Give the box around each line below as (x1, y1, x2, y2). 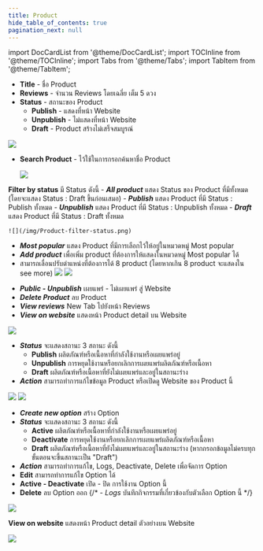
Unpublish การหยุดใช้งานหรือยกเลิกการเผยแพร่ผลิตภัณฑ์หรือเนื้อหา (31, 359, 213, 368)
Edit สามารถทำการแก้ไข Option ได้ (19, 470, 116, 480)
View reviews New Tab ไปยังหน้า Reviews (19, 301, 150, 311)
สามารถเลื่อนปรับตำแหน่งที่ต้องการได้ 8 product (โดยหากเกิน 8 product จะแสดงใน (19, 259, 245, 268)
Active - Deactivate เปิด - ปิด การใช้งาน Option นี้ (19, 479, 167, 489)
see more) (19, 268, 54, 278)
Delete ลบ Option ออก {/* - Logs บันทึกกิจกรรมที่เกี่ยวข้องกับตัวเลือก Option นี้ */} (19, 488, 254, 497)
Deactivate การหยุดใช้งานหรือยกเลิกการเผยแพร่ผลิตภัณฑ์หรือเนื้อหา (31, 435, 214, 445)
